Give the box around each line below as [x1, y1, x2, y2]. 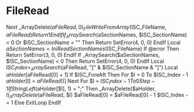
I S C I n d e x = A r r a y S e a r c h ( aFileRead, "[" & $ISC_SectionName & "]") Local [6, 63, 178, 72]
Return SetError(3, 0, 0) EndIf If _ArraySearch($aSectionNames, [6, 51, 160, 58]
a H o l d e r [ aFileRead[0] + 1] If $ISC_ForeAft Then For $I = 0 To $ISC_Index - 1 [6, 72, 189, 79]
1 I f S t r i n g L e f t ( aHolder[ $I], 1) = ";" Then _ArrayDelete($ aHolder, [6, 85, 156, 92]
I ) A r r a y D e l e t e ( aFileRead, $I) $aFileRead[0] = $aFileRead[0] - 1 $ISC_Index [6, 91, 185, 100]
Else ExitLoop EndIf [14, 99, 62, 106]
